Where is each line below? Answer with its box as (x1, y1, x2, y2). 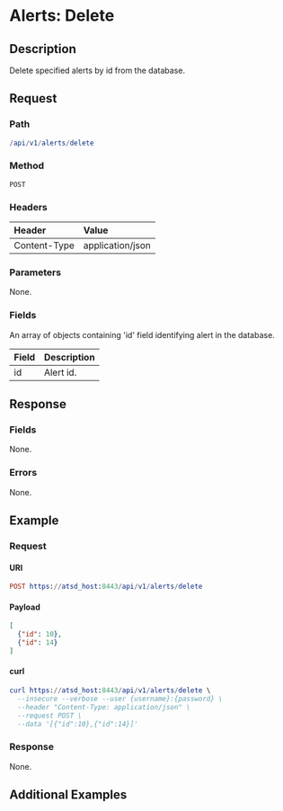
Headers (9, 201, 48, 213)
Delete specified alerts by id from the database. (9, 65, 186, 76)
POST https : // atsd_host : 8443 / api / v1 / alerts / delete (9, 582, 203, 592)
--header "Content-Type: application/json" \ (17, 702, 191, 711)
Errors (9, 467, 38, 479)
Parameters (9, 266, 61, 279)
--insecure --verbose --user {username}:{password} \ (17, 694, 223, 703)
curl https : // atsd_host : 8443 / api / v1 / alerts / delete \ (9, 686, 211, 695)
